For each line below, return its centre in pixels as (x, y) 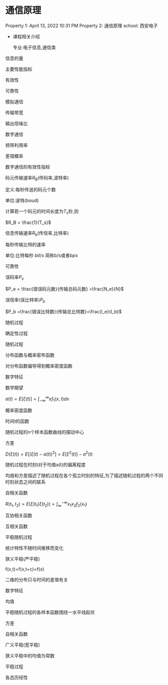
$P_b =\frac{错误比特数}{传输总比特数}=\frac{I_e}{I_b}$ (64, 311)
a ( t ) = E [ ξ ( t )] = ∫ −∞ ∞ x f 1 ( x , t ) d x (37, 399)
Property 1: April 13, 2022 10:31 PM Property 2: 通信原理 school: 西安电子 (82, 26)
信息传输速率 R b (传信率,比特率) (37, 233)
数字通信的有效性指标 (28, 167)
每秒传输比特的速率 (26, 245)
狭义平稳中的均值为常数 (30, 656)
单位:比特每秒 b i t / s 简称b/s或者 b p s (42, 256)
